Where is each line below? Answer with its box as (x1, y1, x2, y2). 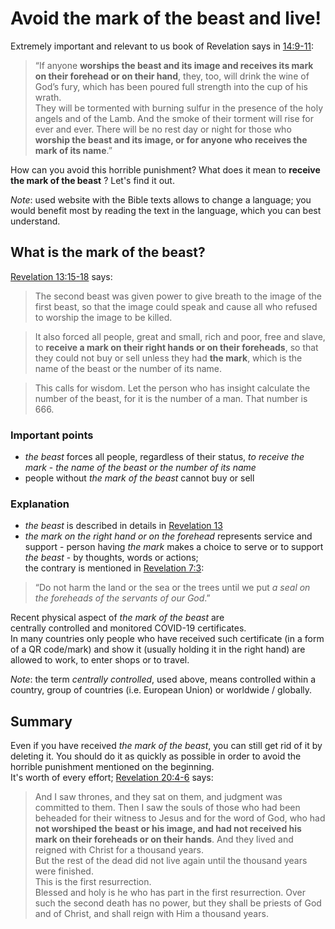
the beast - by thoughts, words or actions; (24, 552, 199, 564)
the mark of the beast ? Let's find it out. (10, 174, 175, 186)
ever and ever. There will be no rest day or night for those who (34, 123, 292, 135)
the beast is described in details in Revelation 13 (24, 520, 223, 532)
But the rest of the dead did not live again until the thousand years (34, 855, 308, 867)
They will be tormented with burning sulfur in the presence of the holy (34, 102, 324, 114)
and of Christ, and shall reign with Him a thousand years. (34, 908, 269, 920)
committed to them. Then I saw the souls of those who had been (34, 802, 301, 814)
